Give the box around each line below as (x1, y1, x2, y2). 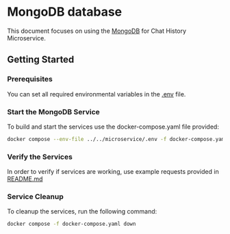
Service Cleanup (7, 192, 64, 202)
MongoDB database (7, 4, 123, 20)
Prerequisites (7, 75, 53, 84)
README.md (7, 175, 43, 183)
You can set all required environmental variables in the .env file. (7, 90, 186, 98)
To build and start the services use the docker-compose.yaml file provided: (7, 122, 219, 131)
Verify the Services (7, 152, 73, 161)
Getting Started (7, 54, 75, 66)
